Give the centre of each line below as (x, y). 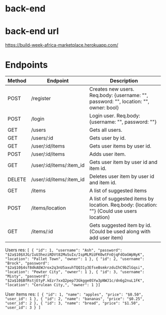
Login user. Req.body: (115, 116)
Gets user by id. (107, 138)
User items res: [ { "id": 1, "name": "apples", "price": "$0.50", (74, 294)
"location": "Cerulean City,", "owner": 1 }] (53, 285)
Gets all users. (106, 130)
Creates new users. (112, 89)
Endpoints (26, 65)
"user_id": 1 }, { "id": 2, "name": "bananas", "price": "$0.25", (75, 299)
